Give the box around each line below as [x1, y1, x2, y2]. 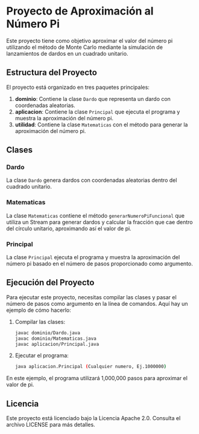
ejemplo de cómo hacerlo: [6, 306, 71, 314]
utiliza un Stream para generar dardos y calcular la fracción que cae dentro [6, 218, 193, 225]
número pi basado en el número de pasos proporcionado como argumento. [6, 260, 193, 267]
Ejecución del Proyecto [6, 277, 95, 288]
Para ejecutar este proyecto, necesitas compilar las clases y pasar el [6, 293, 177, 300]
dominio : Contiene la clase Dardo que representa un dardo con [14, 95, 171, 102]
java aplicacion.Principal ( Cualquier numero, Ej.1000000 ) [14, 364, 167, 370]
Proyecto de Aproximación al [6, 4, 154, 18]
